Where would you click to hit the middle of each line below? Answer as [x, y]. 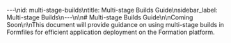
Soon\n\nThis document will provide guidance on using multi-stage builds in [115, 25]
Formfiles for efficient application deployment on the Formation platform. [111, 32]
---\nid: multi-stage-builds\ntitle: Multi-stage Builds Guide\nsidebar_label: [112, 10]
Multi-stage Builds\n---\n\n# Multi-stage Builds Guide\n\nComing [100, 17]
